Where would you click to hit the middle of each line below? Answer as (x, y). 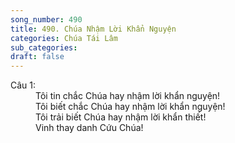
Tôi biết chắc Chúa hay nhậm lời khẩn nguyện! (130, 107)
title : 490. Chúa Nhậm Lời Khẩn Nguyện (93, 29)
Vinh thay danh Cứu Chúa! (89, 128)
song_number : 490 (46, 19)
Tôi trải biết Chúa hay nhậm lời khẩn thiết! (121, 117)
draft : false (37, 57)
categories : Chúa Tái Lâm (64, 38)
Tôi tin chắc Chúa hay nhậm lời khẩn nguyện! (128, 96)
